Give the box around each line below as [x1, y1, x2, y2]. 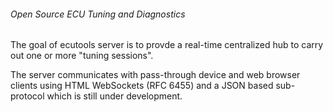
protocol [10, 90, 45, 102]
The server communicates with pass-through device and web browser [10, 69, 301, 81]
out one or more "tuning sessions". [10, 50, 154, 62]
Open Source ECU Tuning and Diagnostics [10, 8, 186, 20]
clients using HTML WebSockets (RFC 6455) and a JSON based [10, 80, 274, 92]
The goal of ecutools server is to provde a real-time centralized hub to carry [10, 39, 324, 51]
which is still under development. [46, 90, 183, 102]
